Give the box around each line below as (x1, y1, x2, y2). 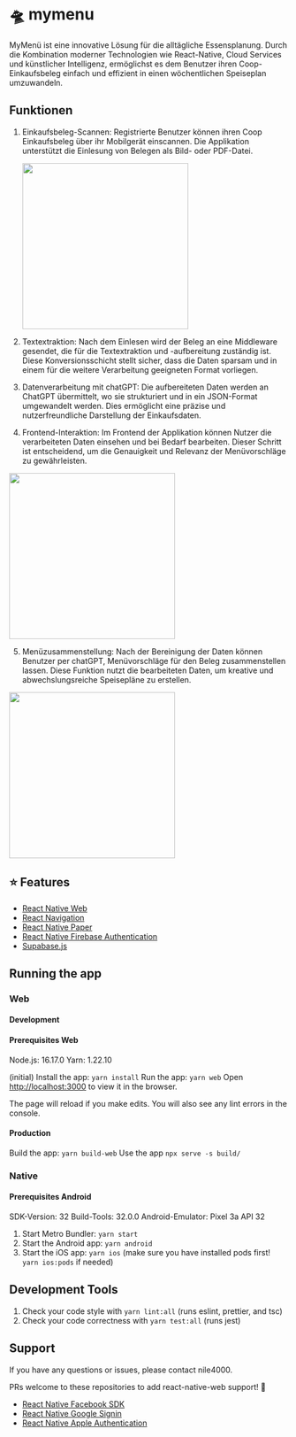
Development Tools (9, 1282, 118, 1297)
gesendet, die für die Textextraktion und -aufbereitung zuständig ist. (21, 345, 272, 356)
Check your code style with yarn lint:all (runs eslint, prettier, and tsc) (21, 1305, 283, 1317)
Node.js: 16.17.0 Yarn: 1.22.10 (9, 1055, 112, 1065)
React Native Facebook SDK (21, 1398, 125, 1410)
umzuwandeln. (9, 77, 64, 88)
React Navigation (21, 912, 85, 923)
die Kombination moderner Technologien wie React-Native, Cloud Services (9, 49, 282, 59)
